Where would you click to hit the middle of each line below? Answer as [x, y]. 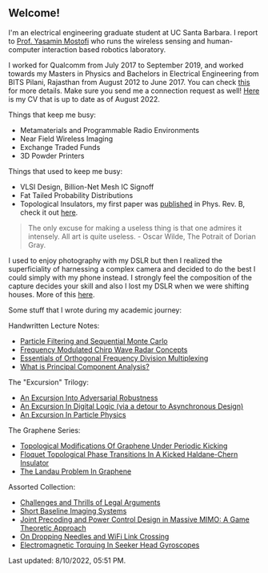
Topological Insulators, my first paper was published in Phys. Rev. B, [132, 204]
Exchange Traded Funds [60, 147]
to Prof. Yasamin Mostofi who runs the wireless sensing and [107, 41]
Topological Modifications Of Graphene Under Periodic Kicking [124, 446]
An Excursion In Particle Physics [73, 414]
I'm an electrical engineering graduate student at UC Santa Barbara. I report [133, 32]
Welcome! [34, 13]
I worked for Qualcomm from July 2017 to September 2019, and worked [126, 65]
